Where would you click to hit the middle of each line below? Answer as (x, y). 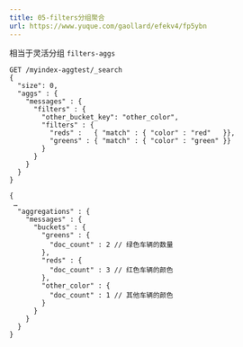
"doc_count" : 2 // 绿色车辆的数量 (111, 245)
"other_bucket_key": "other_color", (110, 117)
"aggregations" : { (54, 211)
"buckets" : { (60, 227)
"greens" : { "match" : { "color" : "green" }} (140, 140)
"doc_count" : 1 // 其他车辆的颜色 (111, 295)
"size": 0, (38, 85)
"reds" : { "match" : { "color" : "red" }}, (142, 133)
